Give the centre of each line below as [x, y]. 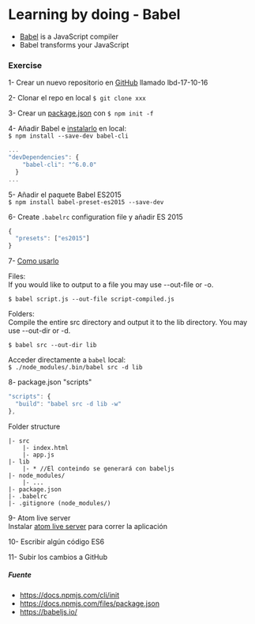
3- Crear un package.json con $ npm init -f [81, 113]
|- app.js [39, 455]
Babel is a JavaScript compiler [69, 36]
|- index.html [45, 448]
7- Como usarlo [34, 261]
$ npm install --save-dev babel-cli [68, 136]
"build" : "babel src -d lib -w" [69, 404]
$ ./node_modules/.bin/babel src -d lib [76, 368]
